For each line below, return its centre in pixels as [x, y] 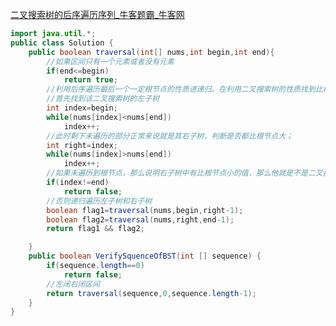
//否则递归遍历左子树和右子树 [99, 201]
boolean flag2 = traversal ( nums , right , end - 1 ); [140, 219]
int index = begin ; [82, 108]
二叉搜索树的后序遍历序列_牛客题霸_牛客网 [97, 14]
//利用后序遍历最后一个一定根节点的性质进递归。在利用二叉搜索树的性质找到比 [184, 89]
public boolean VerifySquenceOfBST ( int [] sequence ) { [145, 256]
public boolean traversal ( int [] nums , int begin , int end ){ [151, 52]
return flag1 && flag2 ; [95, 229]
